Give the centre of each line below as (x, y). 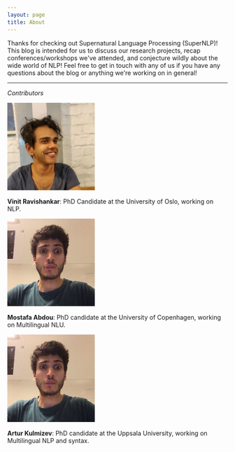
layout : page (26, 15)
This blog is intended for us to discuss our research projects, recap (104, 50)
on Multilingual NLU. (36, 325)
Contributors (26, 93)
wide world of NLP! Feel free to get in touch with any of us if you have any (114, 65)
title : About (26, 22)
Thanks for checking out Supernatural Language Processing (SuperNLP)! (113, 43)
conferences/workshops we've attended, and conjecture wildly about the (113, 58)
